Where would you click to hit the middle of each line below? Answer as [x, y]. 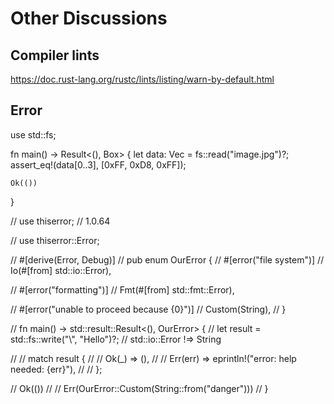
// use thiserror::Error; [55, 240]
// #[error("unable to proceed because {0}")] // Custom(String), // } [148, 309]
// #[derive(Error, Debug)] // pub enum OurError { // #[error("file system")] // [167, 259]
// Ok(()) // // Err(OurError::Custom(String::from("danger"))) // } [139, 388]
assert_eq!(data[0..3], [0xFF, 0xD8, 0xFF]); [98, 164]
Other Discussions [89, 18]
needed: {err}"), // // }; [56, 369]
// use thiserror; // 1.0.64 [60, 221]
